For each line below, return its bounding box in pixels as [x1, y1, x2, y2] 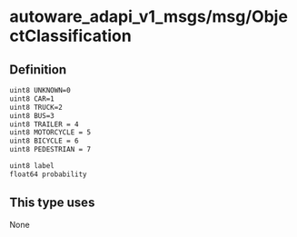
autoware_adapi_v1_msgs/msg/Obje [9, 6, 289, 27]
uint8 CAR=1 [9, 94, 54, 104]
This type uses [9, 195, 95, 211]
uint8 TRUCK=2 [9, 103, 64, 112]
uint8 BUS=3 [9, 111, 54, 120]
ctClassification [9, 25, 132, 46]
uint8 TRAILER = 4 [9, 120, 79, 129]
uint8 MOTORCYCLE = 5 [9, 128, 92, 137]
